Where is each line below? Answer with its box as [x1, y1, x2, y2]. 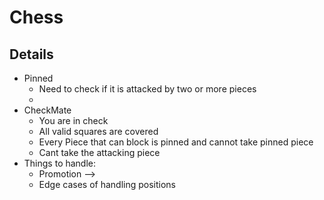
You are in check [38, 115, 109, 126]
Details [9, 46, 54, 63]
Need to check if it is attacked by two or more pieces [38, 83, 257, 95]
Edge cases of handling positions [38, 179, 176, 190]
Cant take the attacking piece [38, 147, 161, 158]
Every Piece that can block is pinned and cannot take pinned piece [38, 136, 314, 148]
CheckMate [23, 104, 72, 116]
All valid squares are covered [38, 126, 159, 137]
